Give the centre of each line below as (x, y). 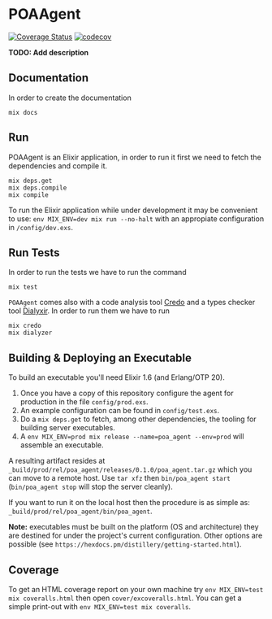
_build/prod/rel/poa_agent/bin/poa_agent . (80, 511)
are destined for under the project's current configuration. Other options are (136, 536)
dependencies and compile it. (58, 166)
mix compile (28, 195)
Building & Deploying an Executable (100, 357)
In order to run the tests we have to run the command (97, 272)
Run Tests (34, 253)
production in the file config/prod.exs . (84, 402)
